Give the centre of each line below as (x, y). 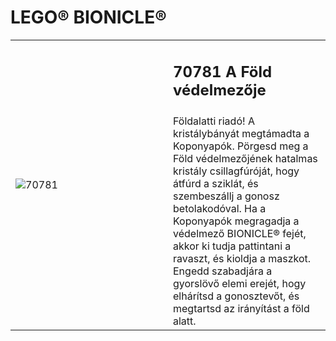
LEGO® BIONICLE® (88, 17)
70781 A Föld (223, 71)
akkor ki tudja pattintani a (232, 246)
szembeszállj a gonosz (226, 196)
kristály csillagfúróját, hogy (236, 171)
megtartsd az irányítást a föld (241, 309)
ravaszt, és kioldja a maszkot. (242, 259)
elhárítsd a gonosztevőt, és (236, 296)
